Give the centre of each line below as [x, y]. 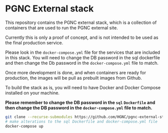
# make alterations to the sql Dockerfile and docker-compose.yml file [81, 122]
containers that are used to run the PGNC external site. [62, 27]
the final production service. [34, 42]
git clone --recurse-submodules [39, 117]
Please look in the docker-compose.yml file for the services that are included [83, 52]
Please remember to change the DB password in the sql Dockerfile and [80, 102]
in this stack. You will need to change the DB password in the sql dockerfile [82, 57]
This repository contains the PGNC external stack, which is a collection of [81, 22]
